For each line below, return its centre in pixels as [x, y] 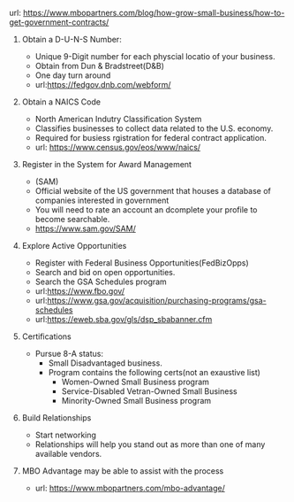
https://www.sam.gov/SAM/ [86, 228]
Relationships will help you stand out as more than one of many [150, 444]
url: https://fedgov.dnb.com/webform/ [103, 85]
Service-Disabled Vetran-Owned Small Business [149, 391]
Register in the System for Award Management [107, 164]
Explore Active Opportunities [74, 246]
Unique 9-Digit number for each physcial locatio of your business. [155, 56]
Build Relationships [57, 418]
